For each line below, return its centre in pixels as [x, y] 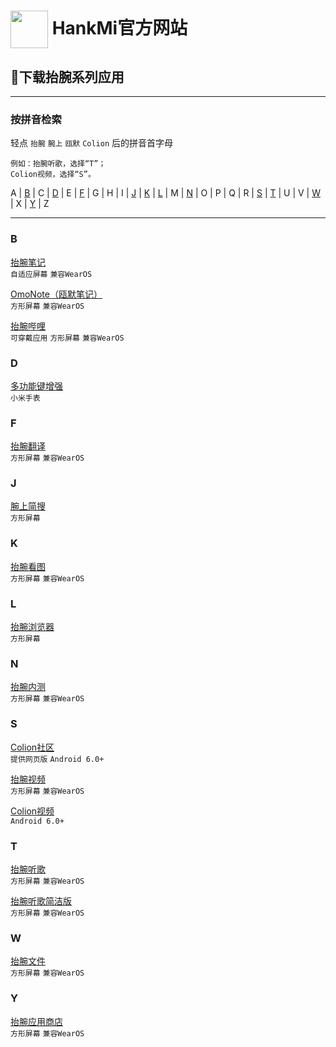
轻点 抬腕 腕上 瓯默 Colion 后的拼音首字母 [92, 143]
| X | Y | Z [30, 204]
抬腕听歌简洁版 [41, 901]
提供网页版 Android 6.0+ [57, 759]
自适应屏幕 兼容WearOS [51, 274]
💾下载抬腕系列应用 [67, 76]
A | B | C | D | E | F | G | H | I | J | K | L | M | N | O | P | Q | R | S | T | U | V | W [165, 193]
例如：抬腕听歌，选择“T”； [58, 164]
